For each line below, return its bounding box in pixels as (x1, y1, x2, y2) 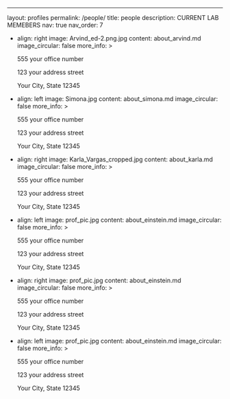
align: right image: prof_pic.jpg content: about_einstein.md (16, 276, 181, 284)
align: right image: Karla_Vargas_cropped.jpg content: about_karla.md (16, 155, 214, 163)
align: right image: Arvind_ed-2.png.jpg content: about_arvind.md (16, 34, 202, 42)
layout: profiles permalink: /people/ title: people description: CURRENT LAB (7, 14, 219, 21)
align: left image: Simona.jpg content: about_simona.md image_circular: (16, 95, 218, 103)
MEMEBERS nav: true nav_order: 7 (7, 21, 104, 29)
